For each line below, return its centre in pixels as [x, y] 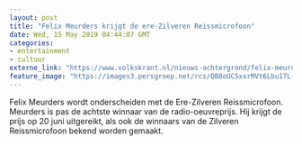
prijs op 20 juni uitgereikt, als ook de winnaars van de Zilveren [124, 121]
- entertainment [40, 51]
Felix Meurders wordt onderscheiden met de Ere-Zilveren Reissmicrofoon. [147, 102]
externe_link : [36, 68]
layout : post [34, 18]
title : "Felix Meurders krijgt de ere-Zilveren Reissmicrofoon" [132, 26]
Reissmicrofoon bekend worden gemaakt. [86, 131]
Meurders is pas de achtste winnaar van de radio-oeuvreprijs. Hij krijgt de [146, 111]
